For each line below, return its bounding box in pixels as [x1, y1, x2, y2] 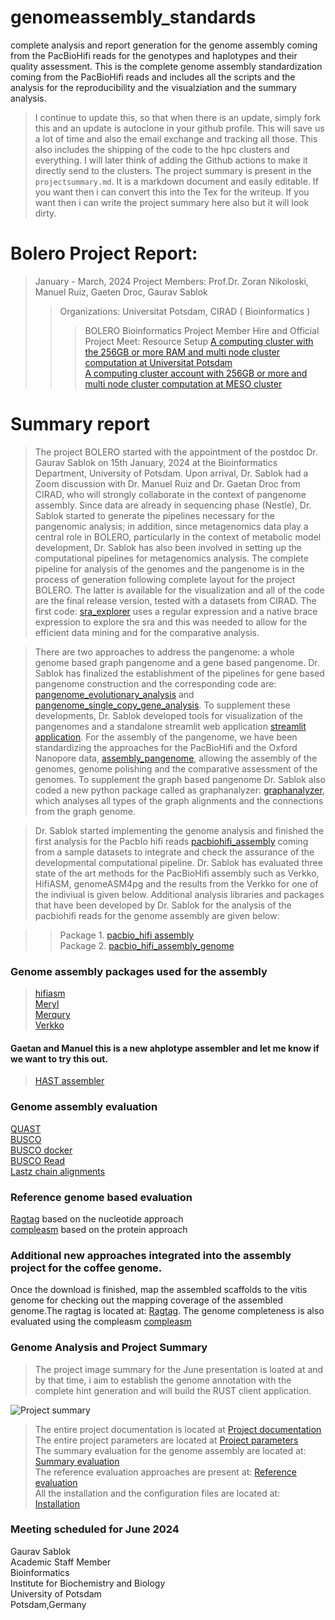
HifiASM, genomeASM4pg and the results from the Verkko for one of [34, 877, 319, 890]
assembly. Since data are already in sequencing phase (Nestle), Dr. [34, 499, 312, 511]
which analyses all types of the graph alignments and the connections [34, 794, 324, 806]
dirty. [34, 207, 57, 219]
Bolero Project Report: [10, 242, 198, 265]
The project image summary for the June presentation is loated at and [34, 1363, 324, 1375]
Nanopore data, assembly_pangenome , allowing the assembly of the [34, 752, 318, 764]
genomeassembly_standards [10, 6, 257, 29]
